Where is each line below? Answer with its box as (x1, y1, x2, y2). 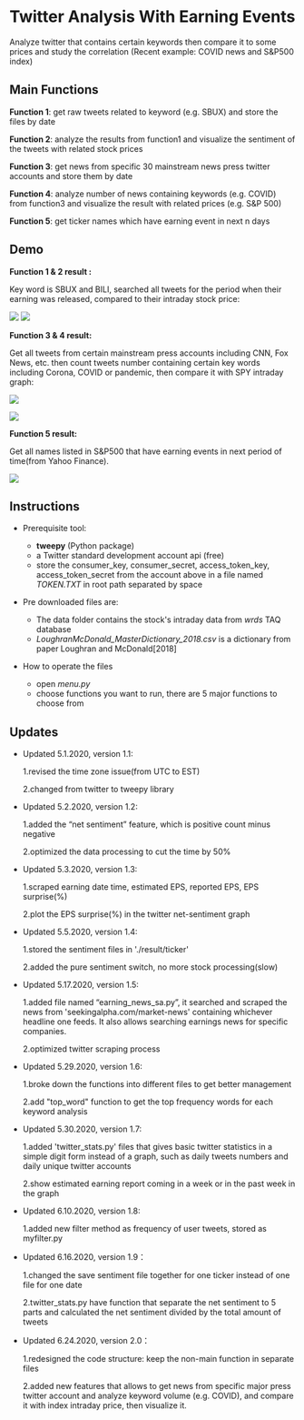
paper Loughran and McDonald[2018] (35, 643, 177, 654)
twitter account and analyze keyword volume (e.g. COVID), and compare (22, 1390, 294, 1402)
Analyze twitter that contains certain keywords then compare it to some (9, 36, 277, 47)
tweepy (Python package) (35, 540, 134, 551)
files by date (9, 116, 56, 126)
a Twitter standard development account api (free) (35, 550, 225, 561)
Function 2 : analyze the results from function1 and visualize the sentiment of (9, 134, 296, 145)
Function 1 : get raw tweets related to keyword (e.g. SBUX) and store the (9, 106, 279, 117)
